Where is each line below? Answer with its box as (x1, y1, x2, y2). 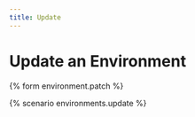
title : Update (9, 12, 62, 22)
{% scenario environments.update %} (9, 97, 147, 108)
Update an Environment (9, 51, 187, 71)
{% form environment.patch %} (9, 81, 124, 91)
